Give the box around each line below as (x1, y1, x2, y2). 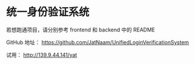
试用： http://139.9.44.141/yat (6, 51, 77, 58)
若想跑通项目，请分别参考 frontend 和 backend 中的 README (6, 26, 155, 33)
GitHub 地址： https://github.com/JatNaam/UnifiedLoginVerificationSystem (6, 39, 190, 46)
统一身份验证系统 (6, 5, 90, 19)
